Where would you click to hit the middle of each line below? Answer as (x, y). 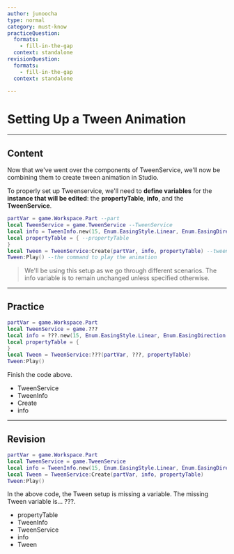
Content (25, 153)
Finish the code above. (40, 375)
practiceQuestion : (34, 33)
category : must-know (37, 26)
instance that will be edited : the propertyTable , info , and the (95, 199)
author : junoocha (32, 14)
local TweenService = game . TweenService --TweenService (90, 225)
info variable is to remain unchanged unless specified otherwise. (117, 278)
